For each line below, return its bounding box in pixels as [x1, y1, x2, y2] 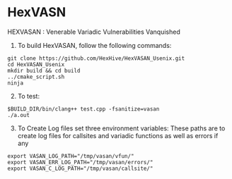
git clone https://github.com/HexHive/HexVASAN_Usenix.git [7, 54, 185, 62]
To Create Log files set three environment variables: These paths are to [17, 124, 226, 132]
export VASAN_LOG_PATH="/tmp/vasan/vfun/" [7, 152, 134, 159]
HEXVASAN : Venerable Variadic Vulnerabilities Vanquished [7, 27, 180, 36]
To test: [17, 92, 40, 100]
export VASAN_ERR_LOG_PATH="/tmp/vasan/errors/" [7, 159, 153, 166]
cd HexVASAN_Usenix [7, 61, 65, 68]
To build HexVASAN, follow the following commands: [17, 41, 172, 49]
